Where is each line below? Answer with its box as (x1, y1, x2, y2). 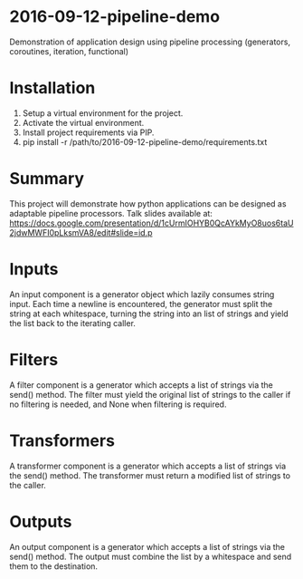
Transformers (9, 430, 116, 450)
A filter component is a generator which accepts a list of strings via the (9, 379, 274, 391)
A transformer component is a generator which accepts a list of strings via (9, 460, 287, 471)
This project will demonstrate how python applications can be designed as (9, 198, 287, 209)
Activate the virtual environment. (22, 117, 145, 128)
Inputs (9, 259, 59, 279)
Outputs (9, 511, 72, 532)
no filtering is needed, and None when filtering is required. (9, 399, 227, 410)
